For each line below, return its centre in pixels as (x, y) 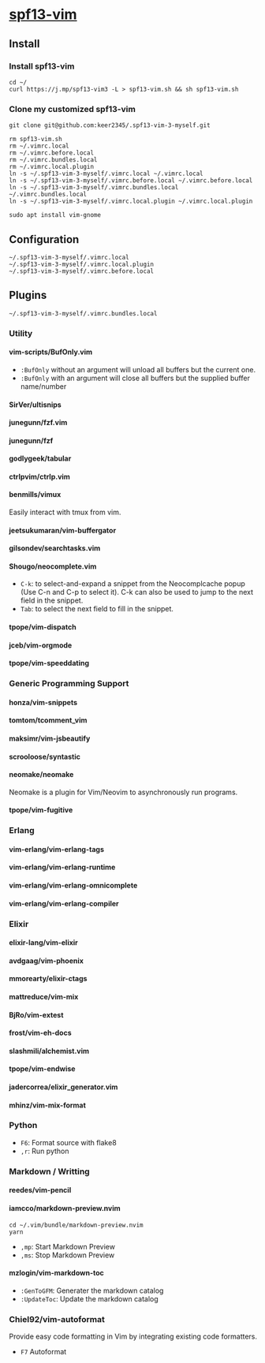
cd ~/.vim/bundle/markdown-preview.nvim (77, 1225)
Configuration (44, 239)
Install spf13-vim (42, 66)
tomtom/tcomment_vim (48, 720)
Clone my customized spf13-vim (73, 109)
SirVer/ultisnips (35, 405)
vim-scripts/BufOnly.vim (51, 352)
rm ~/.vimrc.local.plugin (51, 167)
